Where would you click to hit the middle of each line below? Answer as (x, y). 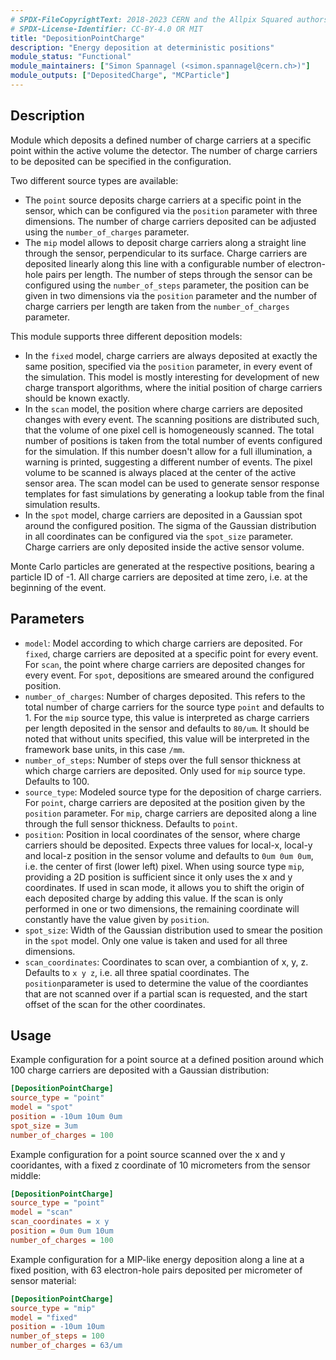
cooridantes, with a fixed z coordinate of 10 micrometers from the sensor (160, 1165)
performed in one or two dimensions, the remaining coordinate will (162, 908)
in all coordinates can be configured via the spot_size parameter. (159, 536)
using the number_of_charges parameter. (107, 232)
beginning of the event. (58, 587)
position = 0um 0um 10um (62, 1231)
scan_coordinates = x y (60, 1222)
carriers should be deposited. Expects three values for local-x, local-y (168, 845)
